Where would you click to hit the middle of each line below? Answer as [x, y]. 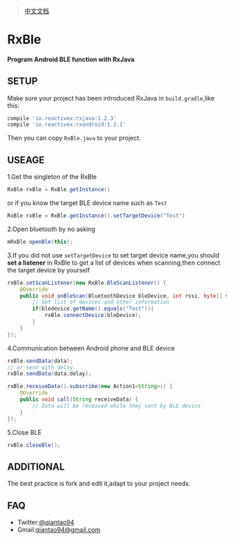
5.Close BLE [24, 432]
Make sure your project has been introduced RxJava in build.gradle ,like [111, 98]
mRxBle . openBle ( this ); [40, 242]
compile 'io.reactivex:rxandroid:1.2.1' [67, 125]
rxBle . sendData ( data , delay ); [49, 374]
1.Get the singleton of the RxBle [52, 177]
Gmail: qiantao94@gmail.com [59, 530]
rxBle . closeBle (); [34, 445]
